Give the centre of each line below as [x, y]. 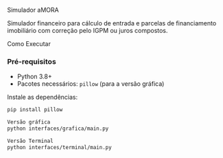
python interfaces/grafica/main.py [58, 129]
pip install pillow [35, 110]
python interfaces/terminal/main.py [59, 147]
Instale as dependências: [43, 97]
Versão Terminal [30, 141]
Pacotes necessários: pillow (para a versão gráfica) [91, 84]
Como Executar [29, 44]
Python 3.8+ [35, 77]
